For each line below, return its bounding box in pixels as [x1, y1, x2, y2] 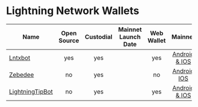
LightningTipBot [9, 87, 53, 95]
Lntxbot [9, 53, 31, 62]
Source [58, 36, 80, 45]
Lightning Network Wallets [6, 4, 140, 18]
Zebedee [9, 71, 34, 79]
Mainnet [118, 25, 143, 34]
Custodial [84, 32, 113, 41]
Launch [119, 32, 141, 41]
